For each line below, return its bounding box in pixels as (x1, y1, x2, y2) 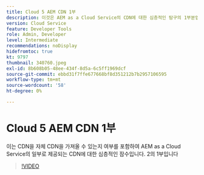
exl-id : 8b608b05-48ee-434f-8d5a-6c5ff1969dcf (6, 65, 126, 72)
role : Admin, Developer (6, 32, 67, 38)
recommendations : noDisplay (6, 43, 78, 49)
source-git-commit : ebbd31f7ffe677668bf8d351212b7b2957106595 (6, 71, 167, 77)
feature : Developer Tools (6, 26, 72, 32)
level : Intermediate (6, 37, 59, 43)
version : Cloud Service (6, 20, 67, 26)
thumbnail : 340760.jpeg (6, 60, 67, 66)
